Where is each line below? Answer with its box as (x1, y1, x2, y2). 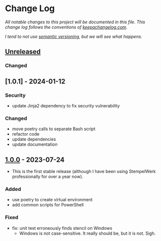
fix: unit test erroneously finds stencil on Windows (12, 225, 113, 231)
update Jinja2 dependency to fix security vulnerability (12, 103, 120, 108)
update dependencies (12, 137, 56, 142)
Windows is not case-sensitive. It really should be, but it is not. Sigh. (19, 230, 156, 236)
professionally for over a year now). (12, 173, 83, 180)
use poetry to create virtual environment (12, 197, 93, 203)
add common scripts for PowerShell (12, 202, 84, 208)
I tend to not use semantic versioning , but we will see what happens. (5, 34, 143, 39)
